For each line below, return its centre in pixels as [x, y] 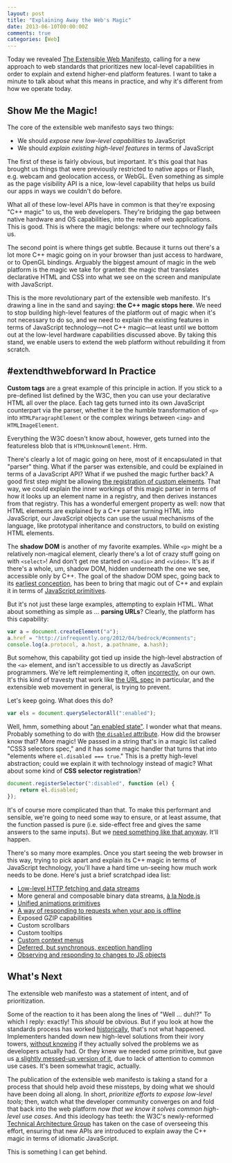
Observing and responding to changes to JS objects [91, 955]
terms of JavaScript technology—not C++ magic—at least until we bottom [113, 327]
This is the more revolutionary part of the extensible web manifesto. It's [109, 298]
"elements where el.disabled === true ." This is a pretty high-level [102, 756]
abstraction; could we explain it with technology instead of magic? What [110, 764]
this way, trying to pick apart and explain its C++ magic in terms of [102, 860]
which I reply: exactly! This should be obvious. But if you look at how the [110, 1021]
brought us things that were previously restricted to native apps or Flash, [111, 169]
